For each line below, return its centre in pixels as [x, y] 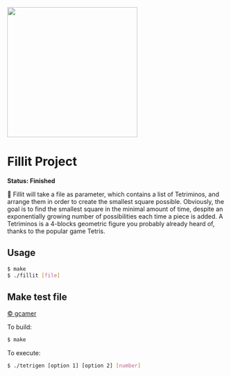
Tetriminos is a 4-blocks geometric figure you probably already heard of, [111, 223]
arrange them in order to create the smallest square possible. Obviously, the [115, 201]
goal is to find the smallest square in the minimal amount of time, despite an [115, 209]
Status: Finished [31, 180]
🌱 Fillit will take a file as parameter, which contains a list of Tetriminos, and [113, 194]
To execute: [24, 353]
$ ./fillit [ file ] [34, 275]
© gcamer [22, 314]
